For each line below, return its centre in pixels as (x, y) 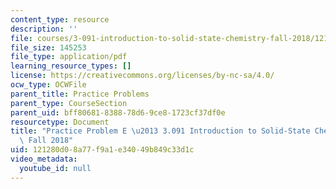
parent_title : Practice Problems (80, 94)
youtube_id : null (55, 168)
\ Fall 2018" (46, 141)
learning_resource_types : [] (71, 66)
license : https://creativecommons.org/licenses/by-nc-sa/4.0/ (142, 76)
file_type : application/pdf (69, 57)
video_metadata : (44, 159)
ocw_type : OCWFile (48, 85)
